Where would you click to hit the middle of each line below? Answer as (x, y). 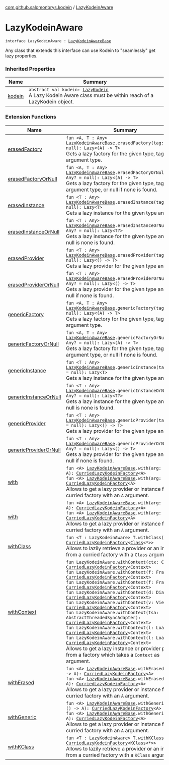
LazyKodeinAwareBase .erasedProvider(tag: (116, 255)
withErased (21, 682)
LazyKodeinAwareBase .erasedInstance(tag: (116, 202)
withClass (19, 546)
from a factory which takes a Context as (113, 655)
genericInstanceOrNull (34, 397)
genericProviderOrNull (34, 450)
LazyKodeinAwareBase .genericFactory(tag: (116, 308)
